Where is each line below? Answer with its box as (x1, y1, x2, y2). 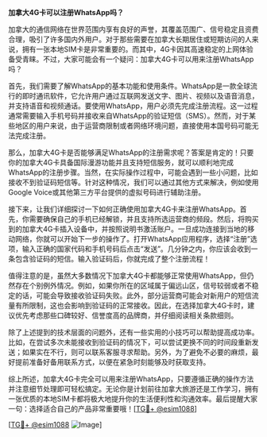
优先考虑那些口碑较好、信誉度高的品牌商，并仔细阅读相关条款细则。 (14, 311, 238, 320)
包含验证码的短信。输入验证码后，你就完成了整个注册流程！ (14, 254, 211, 263)
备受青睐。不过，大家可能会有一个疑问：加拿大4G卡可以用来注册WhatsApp (8, 55, 254, 64)
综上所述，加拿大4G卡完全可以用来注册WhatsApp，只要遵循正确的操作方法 (8, 374, 254, 384)
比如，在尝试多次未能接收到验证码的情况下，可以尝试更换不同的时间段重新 (8, 338, 252, 346)
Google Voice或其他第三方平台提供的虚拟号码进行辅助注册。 (8, 188, 206, 197)
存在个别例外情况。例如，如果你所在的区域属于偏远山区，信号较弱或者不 (14, 281, 252, 290)
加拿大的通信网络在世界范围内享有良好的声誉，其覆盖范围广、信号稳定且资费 (8, 25, 259, 34)
